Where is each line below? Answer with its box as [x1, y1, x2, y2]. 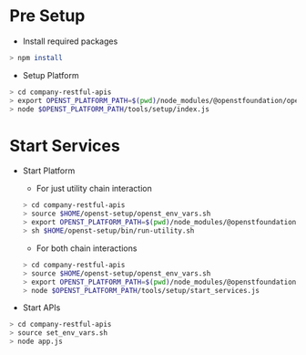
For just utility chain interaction [36, 183, 152, 194]
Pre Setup [9, 5, 86, 26]
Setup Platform [22, 69, 79, 80]
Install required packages [22, 36, 118, 47]
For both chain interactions [36, 243, 138, 254]
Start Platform [22, 165, 76, 176]
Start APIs [22, 302, 61, 313]
